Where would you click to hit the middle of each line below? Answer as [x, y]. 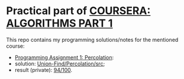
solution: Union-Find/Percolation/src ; [60, 64]
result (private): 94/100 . [43, 70]
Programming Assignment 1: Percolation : [64, 57]
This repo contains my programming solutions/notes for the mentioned [92, 39]
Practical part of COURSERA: [78, 11]
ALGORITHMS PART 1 [59, 23]
